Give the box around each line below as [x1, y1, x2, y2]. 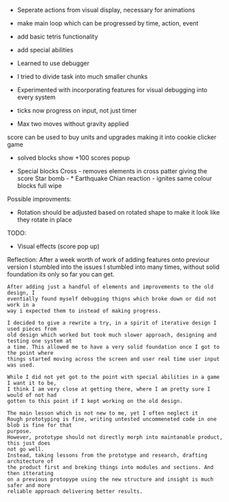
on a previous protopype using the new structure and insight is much [7, 476, 214, 483]
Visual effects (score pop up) [17, 242, 100, 250]
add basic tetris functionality [17, 32, 98, 41]
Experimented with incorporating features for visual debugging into [17, 86, 208, 94]
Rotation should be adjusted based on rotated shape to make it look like [17, 208, 220, 216]
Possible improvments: [7, 195, 72, 203]
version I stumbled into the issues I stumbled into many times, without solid [7, 263, 220, 271]
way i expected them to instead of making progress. [7, 307, 162, 314]
